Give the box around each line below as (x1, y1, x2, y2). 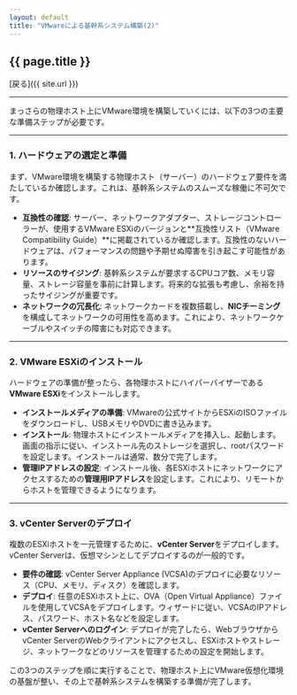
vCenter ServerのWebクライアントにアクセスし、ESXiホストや (21, 635, 250, 646)
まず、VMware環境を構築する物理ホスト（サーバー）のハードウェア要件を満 (9, 171, 287, 181)
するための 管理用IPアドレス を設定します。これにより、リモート (45, 473, 277, 483)
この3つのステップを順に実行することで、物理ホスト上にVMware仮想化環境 (9, 665, 285, 676)
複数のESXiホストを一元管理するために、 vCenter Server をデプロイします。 (9, 539, 285, 550)
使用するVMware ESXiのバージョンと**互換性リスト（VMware (52, 223, 280, 234)
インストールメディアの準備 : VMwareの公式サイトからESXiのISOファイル (21, 406, 287, 417)
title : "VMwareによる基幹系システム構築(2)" (9, 21, 159, 30)
